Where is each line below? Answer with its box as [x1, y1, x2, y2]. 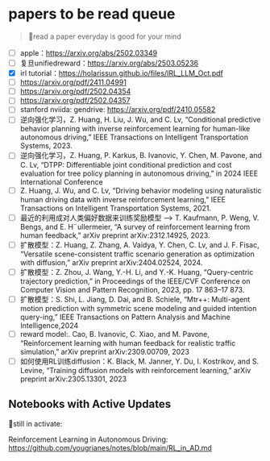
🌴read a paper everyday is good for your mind [27, 31, 181, 41]
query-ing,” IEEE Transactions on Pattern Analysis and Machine [19, 312, 231, 322]
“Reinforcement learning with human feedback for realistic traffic [19, 338, 236, 347]
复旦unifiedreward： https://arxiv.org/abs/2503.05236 [19, 58, 199, 68]
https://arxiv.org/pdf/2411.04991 [19, 77, 127, 87]
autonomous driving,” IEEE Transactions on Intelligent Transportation [19, 132, 248, 142]
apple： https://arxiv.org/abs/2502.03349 [19, 48, 158, 57]
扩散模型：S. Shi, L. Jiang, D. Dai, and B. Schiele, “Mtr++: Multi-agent [19, 294, 251, 304]
